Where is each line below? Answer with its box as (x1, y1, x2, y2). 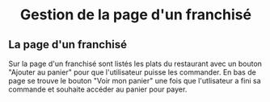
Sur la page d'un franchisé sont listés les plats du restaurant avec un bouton (8, 59, 263, 68)
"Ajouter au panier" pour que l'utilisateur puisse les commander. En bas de (8, 67, 256, 77)
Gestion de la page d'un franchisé (19, 6, 252, 24)
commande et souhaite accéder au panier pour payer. (8, 84, 188, 94)
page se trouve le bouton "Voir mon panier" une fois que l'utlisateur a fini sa (8, 76, 261, 85)
